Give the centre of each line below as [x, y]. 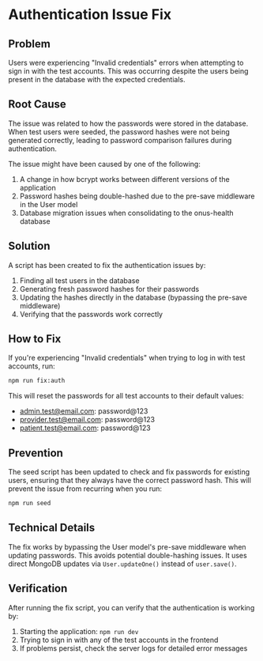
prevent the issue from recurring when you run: [85, 489]
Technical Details [52, 528]
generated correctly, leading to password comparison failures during [120, 140]
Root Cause [38, 104]
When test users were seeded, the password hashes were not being [119, 131]
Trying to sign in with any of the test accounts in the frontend [119, 640]
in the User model [49, 204]
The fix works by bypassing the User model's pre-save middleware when [127, 546]
